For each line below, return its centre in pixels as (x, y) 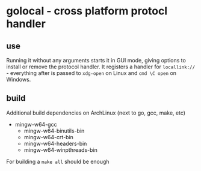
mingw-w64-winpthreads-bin (61, 150)
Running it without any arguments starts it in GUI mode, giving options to (96, 60)
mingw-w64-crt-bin (49, 137)
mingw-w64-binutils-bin (54, 131)
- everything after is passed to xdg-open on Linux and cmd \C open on (91, 73)
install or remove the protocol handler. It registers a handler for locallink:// (101, 67)
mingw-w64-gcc (36, 124)
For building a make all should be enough (58, 161)
